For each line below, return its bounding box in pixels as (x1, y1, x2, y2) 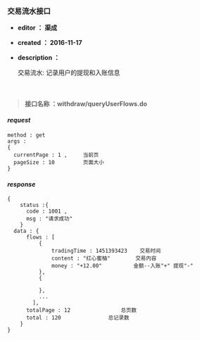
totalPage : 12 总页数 (25, 307, 137, 314)
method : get (7, 132, 46, 139)
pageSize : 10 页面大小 (13, 159, 104, 166)
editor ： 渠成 (17, 23, 58, 32)
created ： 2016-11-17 (17, 39, 82, 47)
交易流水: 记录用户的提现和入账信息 (17, 68, 120, 77)
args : (7, 138, 27, 145)
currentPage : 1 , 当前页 (13, 151, 99, 159)
